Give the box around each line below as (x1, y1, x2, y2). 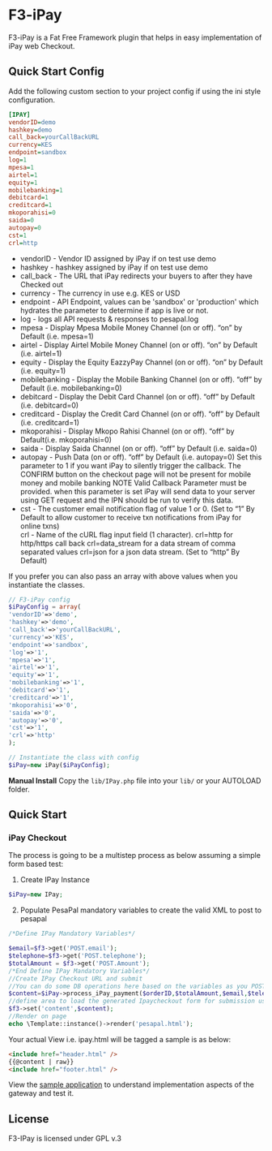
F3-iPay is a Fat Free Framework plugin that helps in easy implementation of (8, 32, 262, 42)
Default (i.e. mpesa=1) (19, 331, 95, 341)
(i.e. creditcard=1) (19, 417, 79, 427)
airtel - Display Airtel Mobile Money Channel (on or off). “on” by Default (19, 339, 257, 350)
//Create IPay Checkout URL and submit (8, 974, 143, 983)
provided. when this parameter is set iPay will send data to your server (19, 486, 256, 496)
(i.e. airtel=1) (19, 348, 62, 358)
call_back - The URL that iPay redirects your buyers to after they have (19, 270, 253, 281)
